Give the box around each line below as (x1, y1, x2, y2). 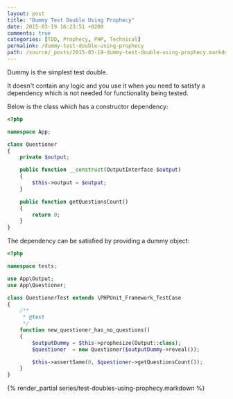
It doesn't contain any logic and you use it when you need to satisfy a (7, 81, 206, 90)
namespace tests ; (7, 263, 58, 270)
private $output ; (19, 154, 70, 161)
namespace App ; (7, 128, 51, 136)
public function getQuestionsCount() (19, 198, 129, 205)
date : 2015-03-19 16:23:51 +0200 (7, 23, 104, 30)
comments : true (7, 29, 51, 37)
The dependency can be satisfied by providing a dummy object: (7, 237, 190, 245)
